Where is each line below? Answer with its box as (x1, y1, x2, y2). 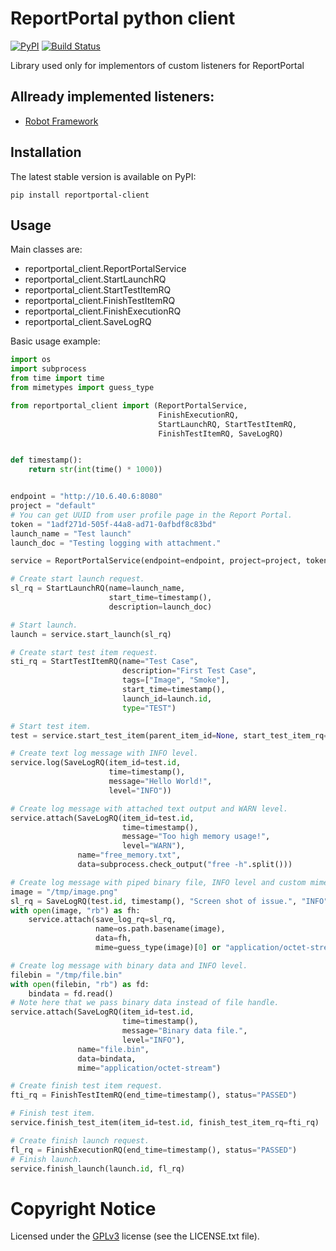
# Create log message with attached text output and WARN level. (10, 803, 288, 814)
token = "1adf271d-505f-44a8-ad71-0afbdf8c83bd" (10, 519, 217, 529)
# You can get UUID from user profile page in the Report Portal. (10, 510, 293, 520)
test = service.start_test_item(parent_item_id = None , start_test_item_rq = (10, 730, 329, 741)
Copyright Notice (10, 1197, 157, 1220)
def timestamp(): (10, 455, 83, 466)
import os (10, 355, 52, 365)
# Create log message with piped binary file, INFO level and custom (10, 877, 307, 887)
